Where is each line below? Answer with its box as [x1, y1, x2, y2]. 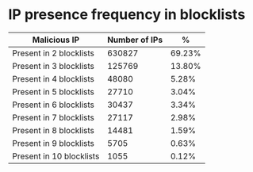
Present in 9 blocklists [12, 137, 95, 148]
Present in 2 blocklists [12, 48, 95, 59]
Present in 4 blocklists [12, 73, 95, 84]
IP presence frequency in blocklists [8, 6, 246, 24]
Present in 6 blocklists [12, 99, 95, 110]
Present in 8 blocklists [12, 124, 95, 136]
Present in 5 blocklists [12, 86, 95, 97]
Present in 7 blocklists [12, 112, 95, 123]
